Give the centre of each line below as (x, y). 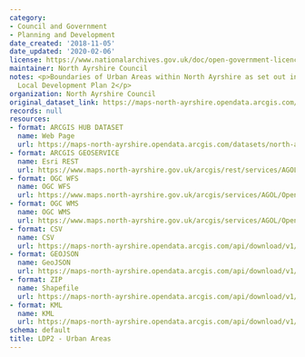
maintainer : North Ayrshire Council (79, 69)
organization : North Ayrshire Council (83, 94)
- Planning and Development (63, 35)
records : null (36, 111)
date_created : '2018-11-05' (63, 43)
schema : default (40, 331)
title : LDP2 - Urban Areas (60, 339)
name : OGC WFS (44, 187)
